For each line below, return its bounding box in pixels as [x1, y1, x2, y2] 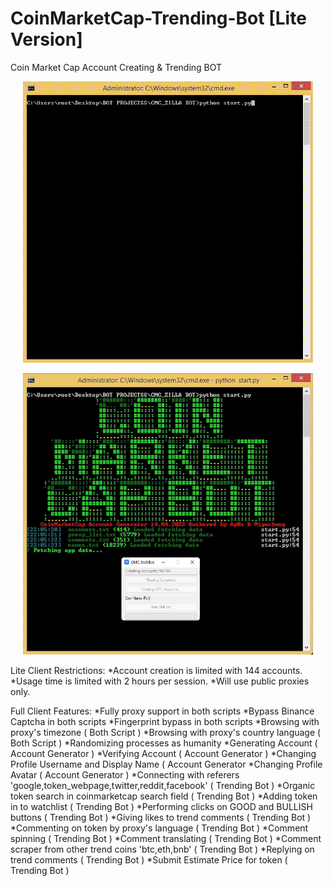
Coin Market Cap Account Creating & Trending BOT [10, 61, 223, 73]
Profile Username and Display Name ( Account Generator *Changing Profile [10, 758, 323, 770]
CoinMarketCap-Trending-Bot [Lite [10, 7, 307, 30]
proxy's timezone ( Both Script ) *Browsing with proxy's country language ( [10, 726, 322, 738]
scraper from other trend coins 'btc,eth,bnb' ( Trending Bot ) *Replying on [10, 843, 315, 855]
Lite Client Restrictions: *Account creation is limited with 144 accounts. [10, 664, 303, 676]
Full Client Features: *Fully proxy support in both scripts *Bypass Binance [10, 705, 315, 717]
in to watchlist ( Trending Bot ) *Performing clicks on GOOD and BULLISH [10, 800, 313, 812]
